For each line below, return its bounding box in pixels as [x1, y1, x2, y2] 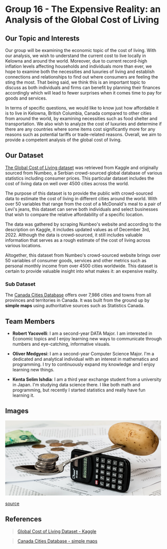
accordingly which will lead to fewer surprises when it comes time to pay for [5, 90, 162, 96]
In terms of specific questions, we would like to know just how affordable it [5, 105, 159, 111]
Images [5, 407, 29, 415]
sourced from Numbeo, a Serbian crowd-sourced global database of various [5, 170, 163, 176]
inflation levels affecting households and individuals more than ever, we [5, 64, 152, 69]
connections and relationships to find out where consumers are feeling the [5, 74, 159, 80]
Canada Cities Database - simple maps [17, 538, 98, 544]
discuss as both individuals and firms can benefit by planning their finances [5, 85, 161, 91]
